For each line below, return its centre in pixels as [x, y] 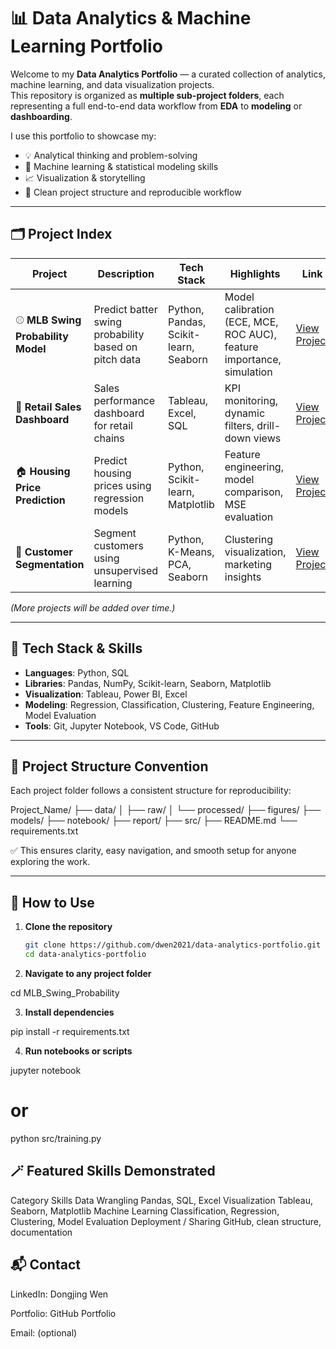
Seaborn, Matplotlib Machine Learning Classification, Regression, [145, 1211]
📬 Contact [45, 1265]
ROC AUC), [251, 334]
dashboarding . [41, 116]
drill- [269, 425]
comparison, [254, 492]
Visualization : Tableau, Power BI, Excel [106, 694]
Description [126, 273]
